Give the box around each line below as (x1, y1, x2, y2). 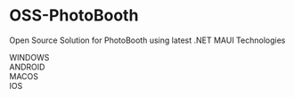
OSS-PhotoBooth (9, 5, 139, 26)
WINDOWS (9, 52, 50, 62)
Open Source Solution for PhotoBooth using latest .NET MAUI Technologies (9, 35, 286, 45)
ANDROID (9, 61, 45, 72)
